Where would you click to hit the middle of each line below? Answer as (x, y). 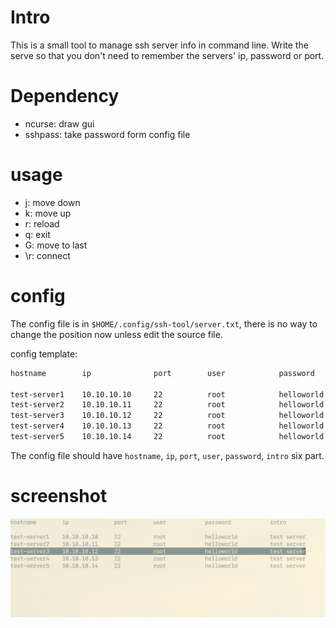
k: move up (48, 213)
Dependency (65, 96)
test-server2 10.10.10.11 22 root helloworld (167, 405)
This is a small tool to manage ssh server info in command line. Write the (159, 45)
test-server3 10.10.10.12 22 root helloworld (167, 416)
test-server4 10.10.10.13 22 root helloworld (167, 426)
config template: (44, 353)
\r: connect (47, 255)
